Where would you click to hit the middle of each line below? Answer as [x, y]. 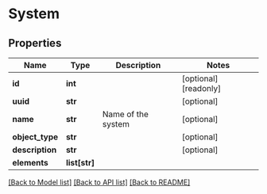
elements [31, 163]
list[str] [81, 163]
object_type [35, 137]
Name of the [125, 114]
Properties [35, 43]
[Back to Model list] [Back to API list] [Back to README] [99, 182]
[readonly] [201, 88]
